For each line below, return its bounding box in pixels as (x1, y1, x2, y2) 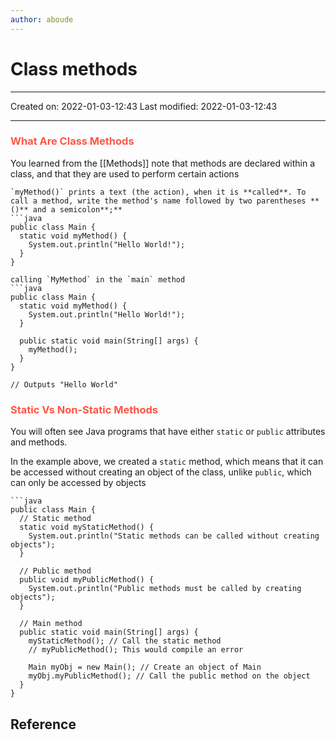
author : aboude (10, 14, 74, 25)
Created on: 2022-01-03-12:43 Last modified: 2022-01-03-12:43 (10, 100, 278, 112)
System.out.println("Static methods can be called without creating (28, 531, 320, 541)
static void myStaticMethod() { (19, 522, 155, 533)
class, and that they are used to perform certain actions (10, 167, 240, 180)
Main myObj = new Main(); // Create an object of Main (28, 662, 262, 673)
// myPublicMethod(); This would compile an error (28, 645, 244, 655)
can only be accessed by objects (10, 477, 147, 489)
